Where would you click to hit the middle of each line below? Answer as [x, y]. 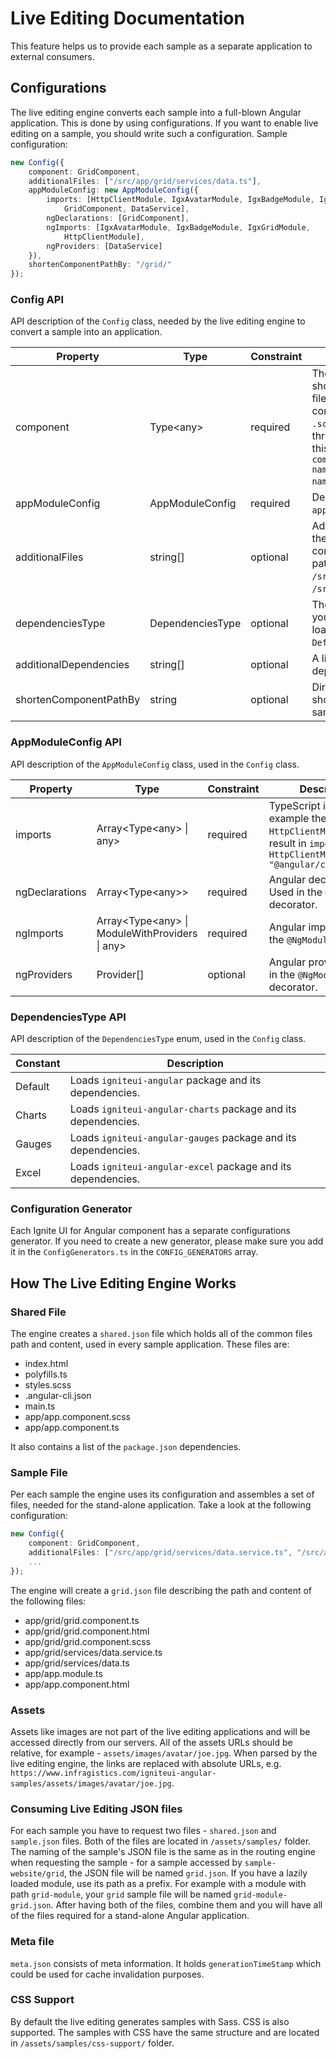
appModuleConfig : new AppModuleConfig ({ [113, 190]
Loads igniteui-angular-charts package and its [183, 1109]
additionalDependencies [72, 665]
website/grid [37, 1874]
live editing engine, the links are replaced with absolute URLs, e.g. [146, 1763]
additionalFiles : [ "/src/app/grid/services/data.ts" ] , [145, 181]
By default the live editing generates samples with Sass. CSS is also [150, 2021]
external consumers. [52, 56]
